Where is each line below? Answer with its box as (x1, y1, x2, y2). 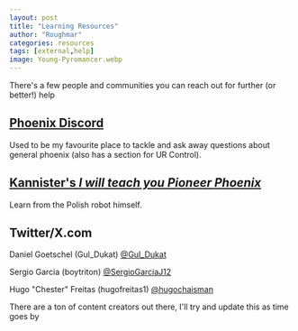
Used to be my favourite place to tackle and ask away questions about (9, 139, 270, 150)
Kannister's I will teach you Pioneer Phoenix (9, 175, 262, 190)
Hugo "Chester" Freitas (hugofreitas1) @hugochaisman (9, 284, 214, 295)
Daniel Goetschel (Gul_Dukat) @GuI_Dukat (9, 249, 167, 260)
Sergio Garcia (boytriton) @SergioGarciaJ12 (9, 267, 172, 278)
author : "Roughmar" (9, 30, 83, 39)
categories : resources (9, 38, 95, 48)
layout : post (9, 13, 59, 23)
